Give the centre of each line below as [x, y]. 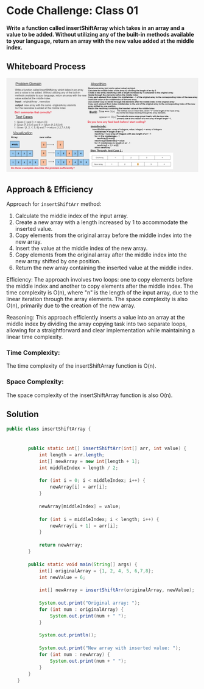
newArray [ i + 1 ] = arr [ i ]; [84, 526]
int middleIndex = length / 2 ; [79, 468]
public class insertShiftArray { [49, 429]
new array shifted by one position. [58, 261]
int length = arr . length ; [72, 455]
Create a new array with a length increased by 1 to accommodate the [101, 222]
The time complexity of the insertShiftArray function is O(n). [81, 366]
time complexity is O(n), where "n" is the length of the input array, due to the [102, 292]
